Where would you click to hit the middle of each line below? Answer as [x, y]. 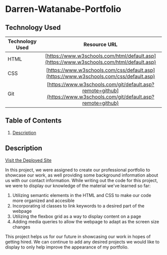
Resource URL [101, 44]
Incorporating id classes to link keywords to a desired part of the [79, 206]
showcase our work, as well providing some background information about [82, 175]
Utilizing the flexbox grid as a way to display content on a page [77, 216]
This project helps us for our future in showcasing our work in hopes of [78, 236]
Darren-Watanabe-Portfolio [63, 9]
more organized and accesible [43, 200]
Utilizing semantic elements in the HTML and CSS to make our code [82, 195]
